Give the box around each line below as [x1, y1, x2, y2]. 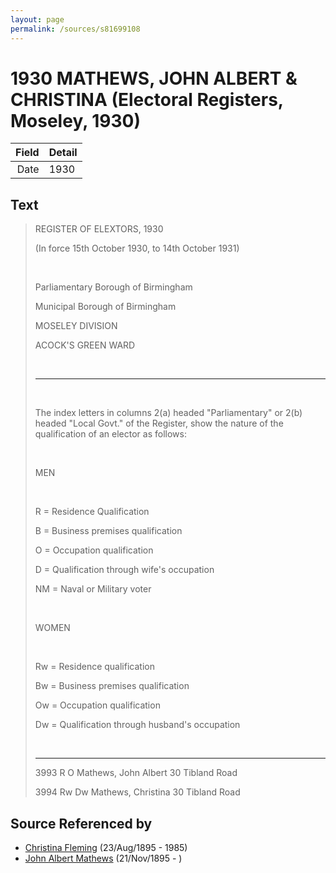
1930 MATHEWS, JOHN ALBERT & [10, 67, 298, 90]
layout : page [10, 14, 65, 25]
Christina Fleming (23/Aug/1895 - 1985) [24, 842, 188, 854]
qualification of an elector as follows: [34, 428, 187, 440]
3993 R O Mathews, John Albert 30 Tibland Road [34, 767, 238, 779]
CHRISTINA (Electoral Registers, [10, 88, 284, 111]
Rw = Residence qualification [34, 661, 155, 673]
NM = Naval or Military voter [34, 583, 152, 595]
